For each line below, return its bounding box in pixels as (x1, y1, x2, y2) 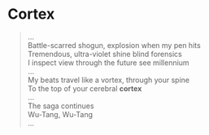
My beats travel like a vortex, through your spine (27, 75, 190, 85)
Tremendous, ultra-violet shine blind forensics (27, 49, 182, 59)
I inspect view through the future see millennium (27, 58, 189, 67)
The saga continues (27, 101, 94, 111)
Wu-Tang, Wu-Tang (27, 109, 94, 119)
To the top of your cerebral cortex (27, 83, 142, 94)
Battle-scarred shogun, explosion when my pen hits (27, 40, 201, 50)
